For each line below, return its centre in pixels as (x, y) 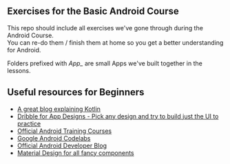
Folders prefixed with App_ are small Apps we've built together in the (105, 63)
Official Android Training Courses (64, 131)
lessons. (19, 70)
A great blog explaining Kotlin (59, 109)
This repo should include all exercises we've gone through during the (105, 28)
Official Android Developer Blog (62, 145)
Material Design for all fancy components (75, 153)
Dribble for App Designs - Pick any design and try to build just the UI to (118, 116)
